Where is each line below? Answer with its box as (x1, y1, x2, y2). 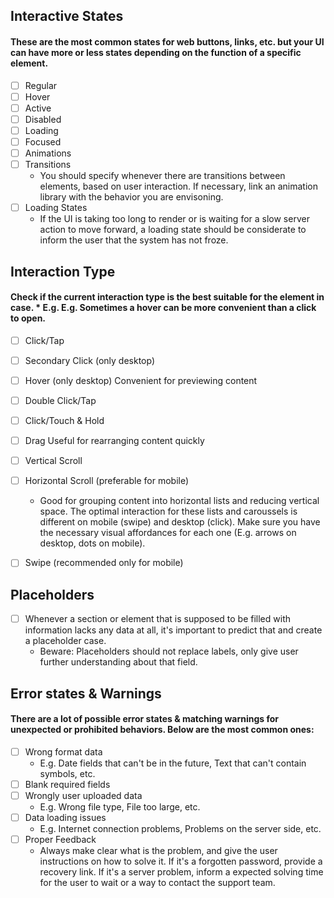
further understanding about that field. (39, 656, 198, 668)
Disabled (24, 113, 62, 125)
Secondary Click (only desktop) (24, 354, 155, 366)
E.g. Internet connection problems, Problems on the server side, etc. (39, 823, 322, 835)
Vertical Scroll (24, 455, 83, 467)
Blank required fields (24, 778, 111, 790)
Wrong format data (24, 745, 103, 758)
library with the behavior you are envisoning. (39, 191, 224, 203)
